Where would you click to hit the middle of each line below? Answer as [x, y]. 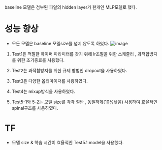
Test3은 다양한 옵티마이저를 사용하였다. [50, 81]
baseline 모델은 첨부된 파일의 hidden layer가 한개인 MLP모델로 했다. [71, 7]
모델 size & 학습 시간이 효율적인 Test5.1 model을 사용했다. [68, 142]
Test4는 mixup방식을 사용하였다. [43, 91]
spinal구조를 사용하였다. [35, 108]
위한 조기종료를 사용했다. [41, 60]
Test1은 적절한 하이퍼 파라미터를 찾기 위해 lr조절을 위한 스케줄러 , [74, 54]
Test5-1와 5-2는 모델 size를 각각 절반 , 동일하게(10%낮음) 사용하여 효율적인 [84, 102]
